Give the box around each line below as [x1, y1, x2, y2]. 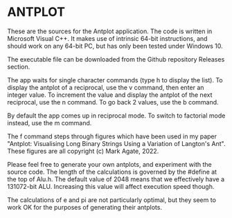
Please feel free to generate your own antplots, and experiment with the [7, 160, 213, 168]
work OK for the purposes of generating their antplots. [7, 203, 163, 211]
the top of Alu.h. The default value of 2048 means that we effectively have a [7, 174, 225, 183]
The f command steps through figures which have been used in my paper [7, 132, 217, 140]
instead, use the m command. [7, 118, 92, 127]
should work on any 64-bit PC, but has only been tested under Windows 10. [7, 42, 223, 50]
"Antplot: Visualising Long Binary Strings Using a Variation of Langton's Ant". [7, 139, 226, 147]
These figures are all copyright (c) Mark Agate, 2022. [7, 147, 159, 155]
